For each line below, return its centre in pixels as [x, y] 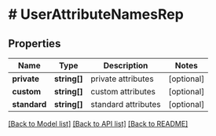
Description [126, 66]
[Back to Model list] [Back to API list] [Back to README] [98, 124]
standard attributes [126, 104]
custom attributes [123, 92]
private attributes [123, 79]
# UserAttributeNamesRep [96, 15]
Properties [35, 44]
